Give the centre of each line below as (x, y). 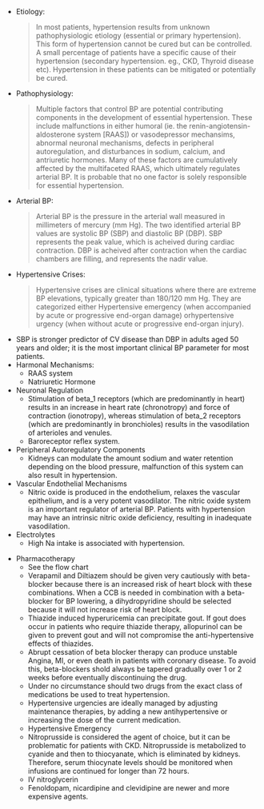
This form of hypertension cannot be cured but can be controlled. (144, 44)
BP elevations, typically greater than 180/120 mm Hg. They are (138, 298)
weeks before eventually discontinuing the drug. (107, 677)
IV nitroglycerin (53, 779)
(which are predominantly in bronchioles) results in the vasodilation (138, 424)
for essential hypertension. (80, 185)
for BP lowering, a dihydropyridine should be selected (143, 601)
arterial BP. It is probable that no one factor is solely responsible (141, 177)
